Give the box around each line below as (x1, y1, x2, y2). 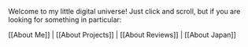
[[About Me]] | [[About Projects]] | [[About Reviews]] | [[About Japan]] (8, 31, 236, 39)
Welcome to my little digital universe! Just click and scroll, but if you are (8, 7, 241, 16)
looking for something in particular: (8, 15, 122, 24)
